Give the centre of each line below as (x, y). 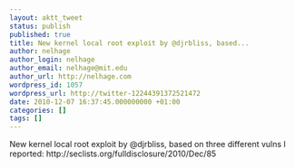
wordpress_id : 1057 (46, 85)
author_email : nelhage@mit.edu (69, 69)
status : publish (40, 26)
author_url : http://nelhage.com (70, 77)
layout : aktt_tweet (46, 18)
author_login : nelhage (52, 60)
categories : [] (38, 110)
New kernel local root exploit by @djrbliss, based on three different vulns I (147, 145)
